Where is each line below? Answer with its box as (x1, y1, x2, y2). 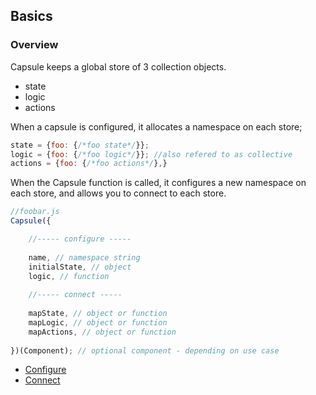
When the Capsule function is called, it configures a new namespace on (10, 177, 307, 189)
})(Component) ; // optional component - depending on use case (10, 345, 280, 356)
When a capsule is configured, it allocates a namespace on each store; (10, 120, 303, 133)
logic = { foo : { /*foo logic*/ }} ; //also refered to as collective (10, 149, 293, 159)
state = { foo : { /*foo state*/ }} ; (10, 140, 150, 150)
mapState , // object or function (28, 309, 168, 319)
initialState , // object (28, 262, 132, 272)
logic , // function (28, 271, 110, 281)
